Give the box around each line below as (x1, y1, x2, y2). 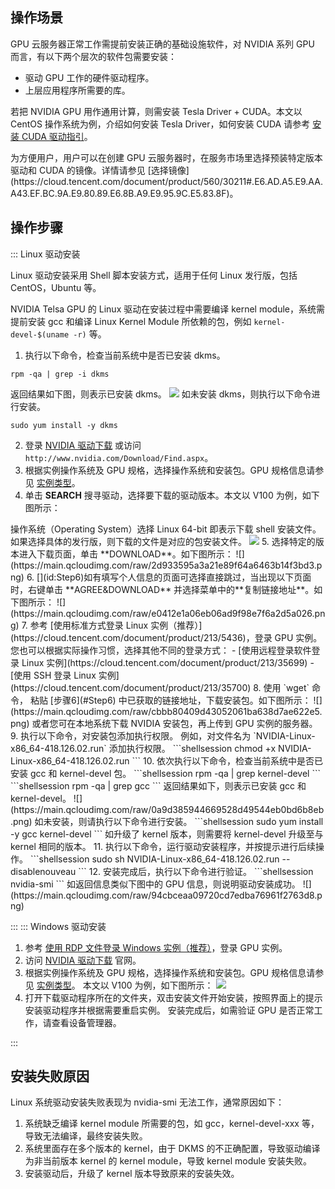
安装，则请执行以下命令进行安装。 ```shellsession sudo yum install (51, 815, 324, 827)
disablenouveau (10, 865, 77, 877)
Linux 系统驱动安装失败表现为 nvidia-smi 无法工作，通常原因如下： (10, 1096, 285, 1108)
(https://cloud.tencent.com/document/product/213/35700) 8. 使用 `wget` (10, 681, 310, 693)
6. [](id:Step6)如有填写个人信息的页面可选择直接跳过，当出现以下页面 (26, 571, 312, 583)
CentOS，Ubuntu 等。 (10, 281, 102, 293)
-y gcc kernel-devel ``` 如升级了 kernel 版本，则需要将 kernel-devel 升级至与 (10, 828, 324, 840)
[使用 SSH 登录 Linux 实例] (10, 669, 120, 681)
